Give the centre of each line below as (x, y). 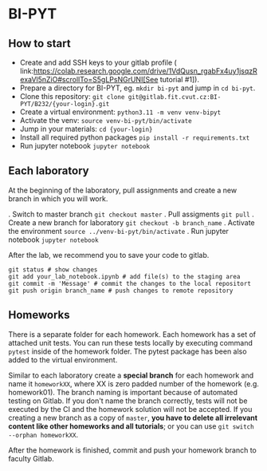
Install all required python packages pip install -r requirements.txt (135, 137)
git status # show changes (53, 269)
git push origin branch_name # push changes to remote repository (121, 291)
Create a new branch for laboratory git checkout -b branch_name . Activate (132, 222)
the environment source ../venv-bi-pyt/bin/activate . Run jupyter (119, 231)
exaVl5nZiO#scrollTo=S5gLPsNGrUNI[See (89, 79)
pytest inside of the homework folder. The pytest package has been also (128, 351)
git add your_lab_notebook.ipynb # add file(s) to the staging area (124, 276)
